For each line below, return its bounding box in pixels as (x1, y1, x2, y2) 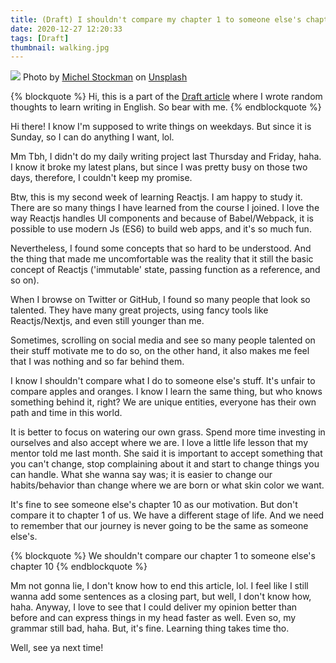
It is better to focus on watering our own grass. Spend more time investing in (10, 426, 326, 438)
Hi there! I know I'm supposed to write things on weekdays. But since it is (10, 121, 312, 133)
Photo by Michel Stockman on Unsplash (22, 71, 188, 83)
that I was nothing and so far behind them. (10, 356, 185, 368)
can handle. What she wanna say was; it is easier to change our (10, 469, 273, 481)
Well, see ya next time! (10, 642, 104, 654)
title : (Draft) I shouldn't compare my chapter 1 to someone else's (10, 14, 302, 25)
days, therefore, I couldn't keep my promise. (10, 172, 193, 184)
